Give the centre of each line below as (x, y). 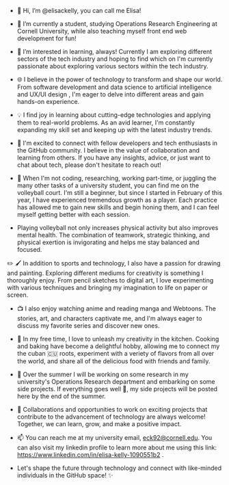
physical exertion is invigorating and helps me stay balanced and (108, 242)
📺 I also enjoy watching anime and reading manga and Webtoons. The (117, 309)
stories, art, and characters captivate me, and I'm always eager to (109, 318)
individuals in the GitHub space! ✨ (65, 475)
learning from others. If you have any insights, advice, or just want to (113, 158)
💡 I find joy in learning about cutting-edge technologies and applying (114, 115)
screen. (18, 295)
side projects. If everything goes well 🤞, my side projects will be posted (117, 389)
